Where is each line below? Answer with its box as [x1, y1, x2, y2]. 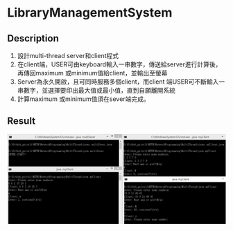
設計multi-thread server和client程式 [17, 52, 119, 59]
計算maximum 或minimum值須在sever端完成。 [17, 95, 150, 103]
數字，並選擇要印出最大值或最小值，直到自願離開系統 [23, 86, 175, 94]
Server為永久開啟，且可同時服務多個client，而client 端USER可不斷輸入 [17, 77, 219, 86]
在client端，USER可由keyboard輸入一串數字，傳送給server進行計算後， [17, 60, 222, 68]
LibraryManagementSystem [7, 5, 173, 21]
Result [7, 115, 36, 127]
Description [7, 33, 59, 44]
